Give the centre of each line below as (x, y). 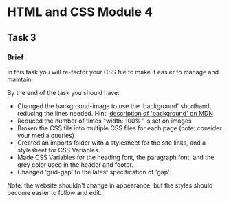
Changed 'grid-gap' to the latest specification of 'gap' (93, 172)
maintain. (20, 79)
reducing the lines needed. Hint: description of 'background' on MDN (115, 113)
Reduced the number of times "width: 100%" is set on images (104, 121)
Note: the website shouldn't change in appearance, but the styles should (110, 185)
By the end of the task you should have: (64, 92)
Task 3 (22, 38)
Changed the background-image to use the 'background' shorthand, (114, 106)
